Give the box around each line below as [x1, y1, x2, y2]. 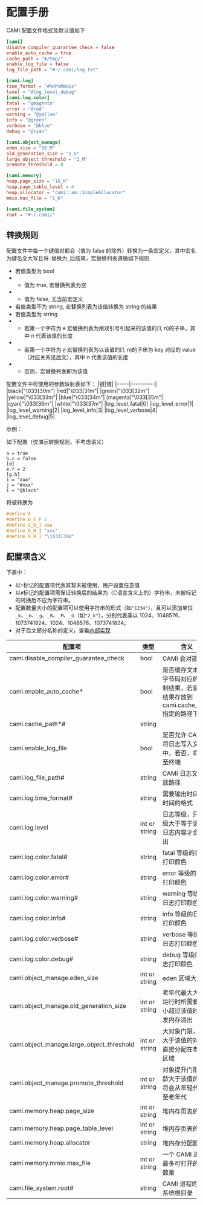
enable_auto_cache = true [6, 50, 71, 56]
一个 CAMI [162, 1150, 192, 1158]
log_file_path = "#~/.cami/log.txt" [6, 67, 98, 73]
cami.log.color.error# [9, 873, 69, 882]
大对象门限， [162, 1027, 199, 1036]
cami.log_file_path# [9, 773, 65, 782]
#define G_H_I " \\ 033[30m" [6, 533, 74, 539]
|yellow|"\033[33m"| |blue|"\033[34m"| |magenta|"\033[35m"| [6, 394, 163, 401]
